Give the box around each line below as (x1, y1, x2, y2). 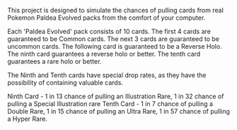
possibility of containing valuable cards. (7, 78, 124, 87)
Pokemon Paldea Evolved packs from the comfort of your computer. (7, 13, 206, 22)
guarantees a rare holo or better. (7, 57, 102, 66)
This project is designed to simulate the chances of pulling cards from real (7, 6, 224, 14)
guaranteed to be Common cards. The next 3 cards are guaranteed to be (7, 35, 219, 43)
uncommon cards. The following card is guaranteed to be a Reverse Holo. (7, 42, 222, 50)
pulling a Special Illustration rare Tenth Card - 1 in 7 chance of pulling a (7, 100, 214, 108)
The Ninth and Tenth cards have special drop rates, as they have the (7, 71, 207, 79)
